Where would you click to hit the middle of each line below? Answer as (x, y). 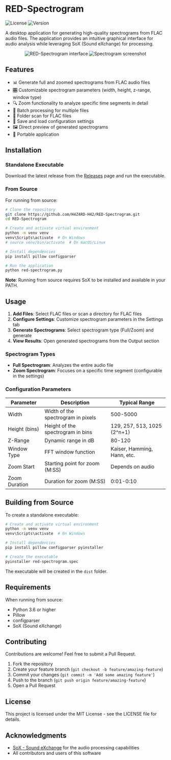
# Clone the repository (31, 210)
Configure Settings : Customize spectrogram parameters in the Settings (88, 319)
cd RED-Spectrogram (26, 219)
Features (20, 70)
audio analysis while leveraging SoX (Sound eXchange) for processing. (79, 43)
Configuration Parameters (38, 389)
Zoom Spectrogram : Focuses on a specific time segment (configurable (87, 371)
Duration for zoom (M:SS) (75, 481)
